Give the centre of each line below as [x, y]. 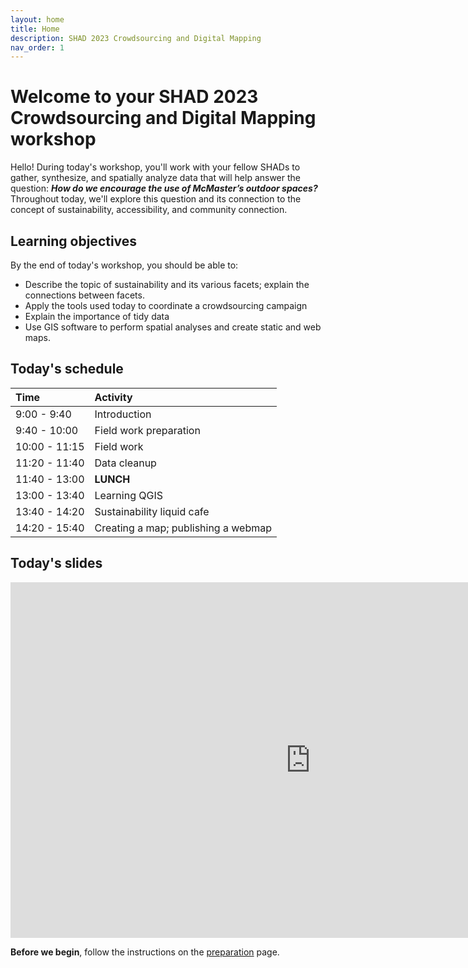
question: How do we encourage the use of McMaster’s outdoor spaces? [164, 188]
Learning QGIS [128, 495]
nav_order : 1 [37, 47]
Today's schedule [67, 369]
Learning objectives [74, 241]
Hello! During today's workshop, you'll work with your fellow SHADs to [155, 167]
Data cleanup [125, 463]
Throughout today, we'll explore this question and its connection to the [156, 199]
